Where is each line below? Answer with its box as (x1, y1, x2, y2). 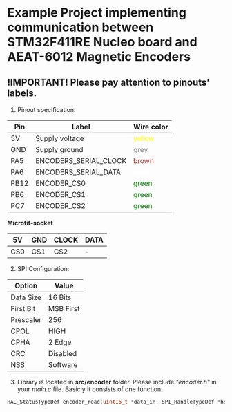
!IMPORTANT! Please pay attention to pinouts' (7, 76, 210, 88)
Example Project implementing (7, 5, 186, 21)
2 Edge (48, 337, 72, 347)
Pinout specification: (17, 106, 76, 113)
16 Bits (48, 292, 72, 302)
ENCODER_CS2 (35, 201, 86, 210)
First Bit (10, 304, 36, 313)
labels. (7, 87, 37, 99)
